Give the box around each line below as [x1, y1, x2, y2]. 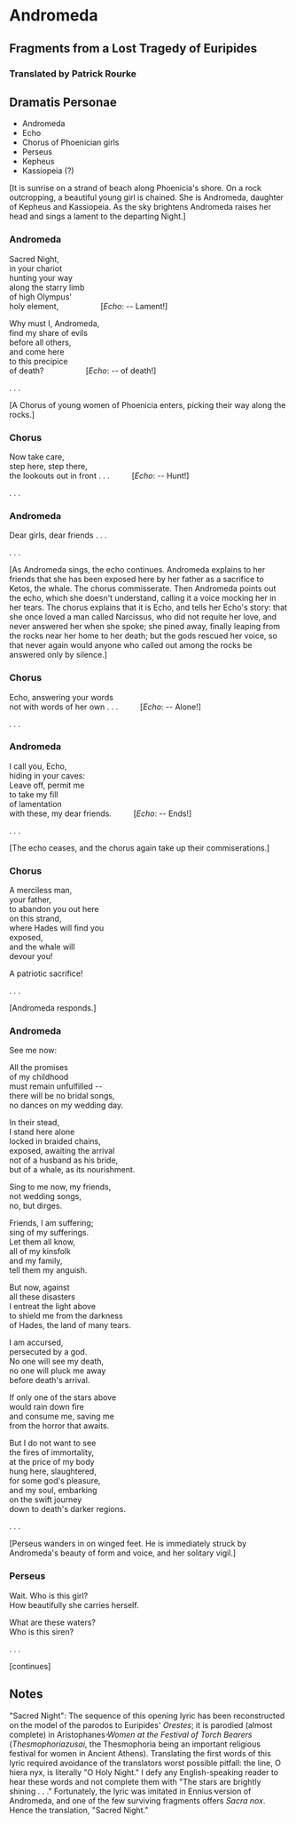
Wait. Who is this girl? [9, 1590, 89, 1601]
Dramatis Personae [9, 94, 118, 109]
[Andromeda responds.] [9, 1003, 97, 1013]
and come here [9, 346, 65, 356]
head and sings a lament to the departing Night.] [9, 211, 186, 222]
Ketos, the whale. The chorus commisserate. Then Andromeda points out [9, 583, 277, 594]
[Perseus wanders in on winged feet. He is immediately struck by [9, 1539, 247, 1549]
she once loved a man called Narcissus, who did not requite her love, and [9, 612, 277, 622]
